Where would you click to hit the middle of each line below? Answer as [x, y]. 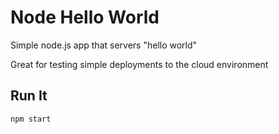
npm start [31, 119]
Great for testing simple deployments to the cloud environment [139, 64]
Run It [29, 96]
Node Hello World [85, 17]
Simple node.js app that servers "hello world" [104, 45]
